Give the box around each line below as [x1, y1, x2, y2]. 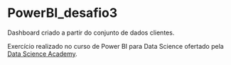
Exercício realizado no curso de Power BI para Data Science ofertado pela [7, 42, 224, 50]
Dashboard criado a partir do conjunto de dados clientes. [7, 28, 175, 37]
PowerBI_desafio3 [7, 5, 118, 21]
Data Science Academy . [7, 49, 78, 58]
